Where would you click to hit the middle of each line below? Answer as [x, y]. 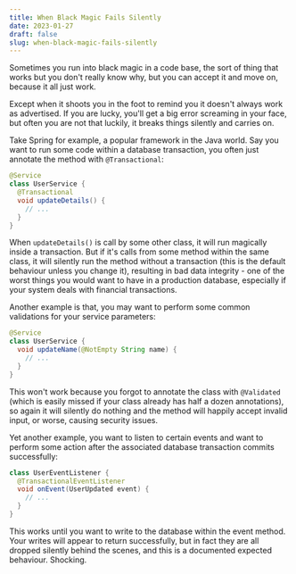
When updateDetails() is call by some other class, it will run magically [138, 243]
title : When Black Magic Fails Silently [86, 17]
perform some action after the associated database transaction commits [142, 446]
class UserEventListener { [59, 473]
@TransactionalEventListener [71, 481]
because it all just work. [53, 87]
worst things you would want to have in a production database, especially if [148, 280]
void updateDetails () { [61, 200]
